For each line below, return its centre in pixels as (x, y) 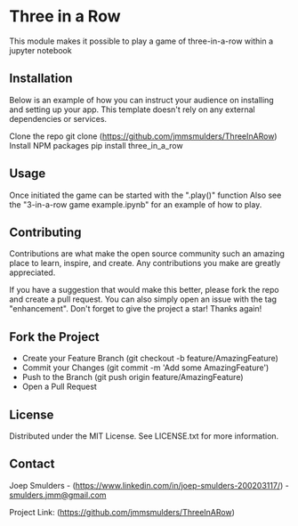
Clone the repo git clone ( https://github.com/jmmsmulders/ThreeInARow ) (143, 136)
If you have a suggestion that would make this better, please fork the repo (144, 290)
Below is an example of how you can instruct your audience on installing (141, 100)
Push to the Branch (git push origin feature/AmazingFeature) (133, 377)
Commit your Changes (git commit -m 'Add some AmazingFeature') (145, 368)
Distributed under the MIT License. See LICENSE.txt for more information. (144, 436)
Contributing (45, 232)
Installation (41, 79)
